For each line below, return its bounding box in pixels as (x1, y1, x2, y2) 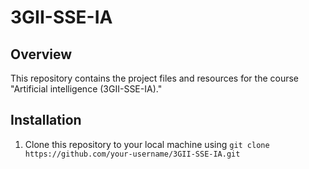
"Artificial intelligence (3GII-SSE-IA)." (10, 83, 163, 95)
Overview (10, 46, 73, 63)
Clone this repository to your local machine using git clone (24, 138, 270, 150)
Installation (10, 112, 82, 129)
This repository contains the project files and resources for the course (10, 72, 300, 84)
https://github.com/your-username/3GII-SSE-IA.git (24, 149, 241, 159)
